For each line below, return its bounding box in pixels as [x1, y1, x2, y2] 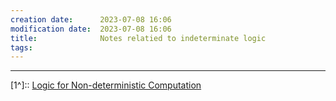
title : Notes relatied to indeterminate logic [10, 33, 267, 43]
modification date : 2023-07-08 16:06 [10, 24, 172, 34]
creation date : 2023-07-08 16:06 [10, 14, 172, 25]
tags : [10, 42, 33, 53]
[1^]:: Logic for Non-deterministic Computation [10, 79, 202, 91]
